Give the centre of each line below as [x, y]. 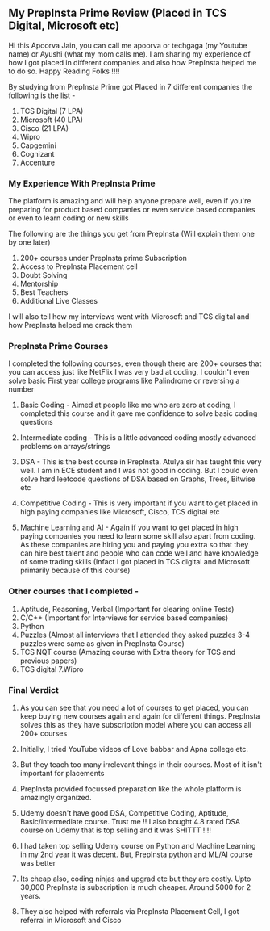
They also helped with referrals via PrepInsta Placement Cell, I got [129, 911]
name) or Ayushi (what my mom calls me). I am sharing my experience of [130, 54]
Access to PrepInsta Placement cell [79, 266]
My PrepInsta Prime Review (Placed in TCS [118, 13]
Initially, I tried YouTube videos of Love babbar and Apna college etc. [134, 749]
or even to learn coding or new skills [69, 218]
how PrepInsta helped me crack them [71, 325]
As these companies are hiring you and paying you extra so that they [134, 545]
